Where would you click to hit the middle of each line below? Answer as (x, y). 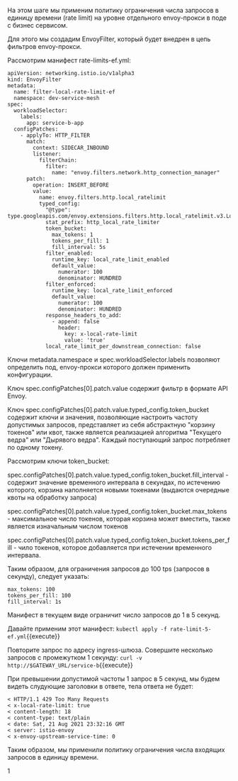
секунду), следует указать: (49, 576)
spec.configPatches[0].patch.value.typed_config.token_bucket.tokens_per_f (119, 540)
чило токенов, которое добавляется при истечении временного (115, 548)
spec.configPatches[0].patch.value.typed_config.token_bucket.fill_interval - (118, 475)
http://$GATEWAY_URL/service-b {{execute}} (70, 665)
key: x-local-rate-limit (101, 334)
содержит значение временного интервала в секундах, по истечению (114, 482)
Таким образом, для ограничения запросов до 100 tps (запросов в (109, 569)
